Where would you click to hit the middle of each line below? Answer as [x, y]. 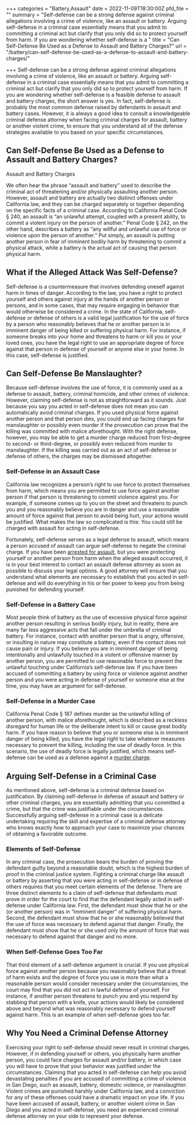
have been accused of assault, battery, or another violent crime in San [91, 1103]
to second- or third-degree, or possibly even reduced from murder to [89, 444]
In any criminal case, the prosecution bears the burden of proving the [90, 862]
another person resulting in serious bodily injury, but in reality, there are [92, 624]
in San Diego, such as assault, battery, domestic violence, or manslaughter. [97, 1084]
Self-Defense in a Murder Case [51, 701]
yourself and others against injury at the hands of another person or [88, 299]
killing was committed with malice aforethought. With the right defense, [92, 432]
